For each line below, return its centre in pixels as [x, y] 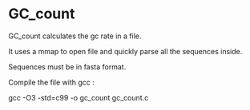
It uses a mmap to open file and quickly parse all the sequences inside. [125, 51]
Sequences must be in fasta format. [67, 67]
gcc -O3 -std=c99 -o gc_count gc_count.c [79, 97]
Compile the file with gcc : [51, 82]
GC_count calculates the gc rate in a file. [75, 36]
